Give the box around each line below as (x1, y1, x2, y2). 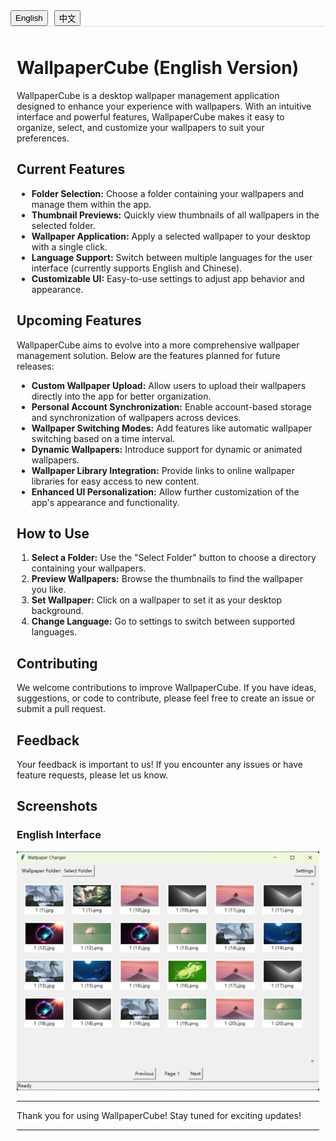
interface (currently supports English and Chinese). (31, 262, 243, 274)
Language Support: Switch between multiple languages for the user (31, 251, 313, 263)
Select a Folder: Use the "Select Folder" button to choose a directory (31, 552, 317, 564)
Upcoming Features (16, 312, 142, 329)
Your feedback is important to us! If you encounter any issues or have (16, 759, 303, 770)
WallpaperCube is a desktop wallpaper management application (16, 89, 280, 101)
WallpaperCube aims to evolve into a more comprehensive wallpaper (16, 339, 300, 351)
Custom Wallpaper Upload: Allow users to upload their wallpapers (31, 379, 307, 391)
